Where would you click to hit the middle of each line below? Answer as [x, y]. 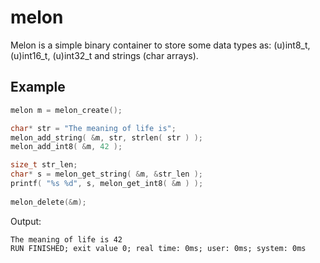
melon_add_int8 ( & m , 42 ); [66, 147]
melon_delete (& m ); [48, 202]
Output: [26, 221]
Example [38, 87]
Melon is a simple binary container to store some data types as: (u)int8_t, [160, 45]
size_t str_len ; [44, 165]
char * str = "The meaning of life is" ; [93, 128]
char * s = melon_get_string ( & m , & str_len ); [106, 174]
